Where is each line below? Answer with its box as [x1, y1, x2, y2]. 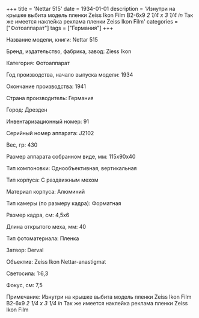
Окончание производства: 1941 [6, 83, 86, 90]
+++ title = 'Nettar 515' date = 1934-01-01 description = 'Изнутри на [6, 5, 176, 12]
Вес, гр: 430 [6, 141, 38, 148]
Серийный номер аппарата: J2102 [6, 130, 94, 136]
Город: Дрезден [6, 106, 47, 113]
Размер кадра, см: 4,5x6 [6, 211, 70, 218]
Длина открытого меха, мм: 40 [6, 223, 86, 230]
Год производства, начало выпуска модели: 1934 [6, 71, 133, 78]
